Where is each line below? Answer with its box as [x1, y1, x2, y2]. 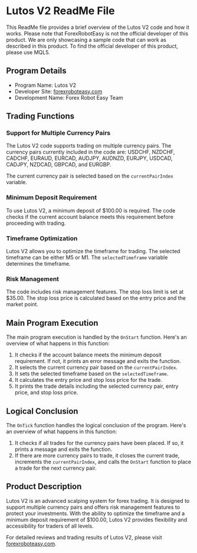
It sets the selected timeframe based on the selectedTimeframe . [14, 370, 169, 377]
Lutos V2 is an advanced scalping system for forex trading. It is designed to [6, 497, 190, 504]
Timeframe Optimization [6, 234, 78, 243]
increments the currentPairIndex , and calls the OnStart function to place [14, 458, 192, 465]
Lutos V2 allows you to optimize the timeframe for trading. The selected [6, 248, 180, 255]
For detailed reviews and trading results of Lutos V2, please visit [6, 534, 162, 541]
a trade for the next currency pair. [14, 464, 97, 472]
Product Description [6, 482, 82, 492]
